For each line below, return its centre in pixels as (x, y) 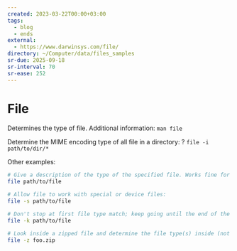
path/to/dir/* (28, 149)
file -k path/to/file (39, 220)
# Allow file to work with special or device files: (87, 195)
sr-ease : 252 (27, 73)
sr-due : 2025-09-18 (36, 60)
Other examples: (32, 162)
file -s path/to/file (39, 201)
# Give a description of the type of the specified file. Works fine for (119, 175)
